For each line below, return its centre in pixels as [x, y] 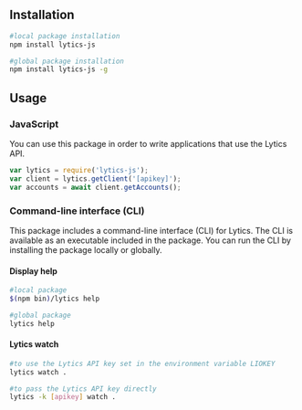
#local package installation [65, 36]
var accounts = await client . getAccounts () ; [95, 187]
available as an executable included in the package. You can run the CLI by [151, 240]
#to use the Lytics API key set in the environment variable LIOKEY [142, 363]
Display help [33, 271]
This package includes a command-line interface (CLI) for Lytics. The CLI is [151, 230]
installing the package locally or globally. [86, 249]
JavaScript [34, 124]
